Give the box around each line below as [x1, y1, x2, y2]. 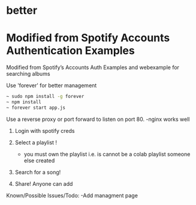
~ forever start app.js [6, 105, 66, 111]
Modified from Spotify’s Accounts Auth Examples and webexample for [6, 64, 180, 71]
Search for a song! [14, 168, 61, 176]
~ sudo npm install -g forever [6, 94, 85, 100]
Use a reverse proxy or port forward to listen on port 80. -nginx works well [6, 115, 190, 123]
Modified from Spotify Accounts [6, 31, 170, 45]
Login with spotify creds [14, 127, 75, 134]
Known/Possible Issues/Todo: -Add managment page [6, 192, 138, 199]
